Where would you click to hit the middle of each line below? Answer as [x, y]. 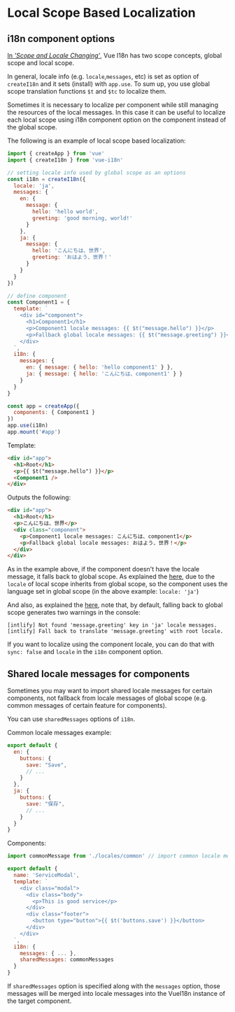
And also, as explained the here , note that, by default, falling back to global [115, 605]
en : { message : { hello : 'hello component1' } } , [99, 368]
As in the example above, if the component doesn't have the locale [104, 569]
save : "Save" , [47, 765]
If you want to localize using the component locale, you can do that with [111, 644]
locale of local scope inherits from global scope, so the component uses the [117, 584]
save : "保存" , [45, 804]
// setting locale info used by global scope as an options [97, 173]
